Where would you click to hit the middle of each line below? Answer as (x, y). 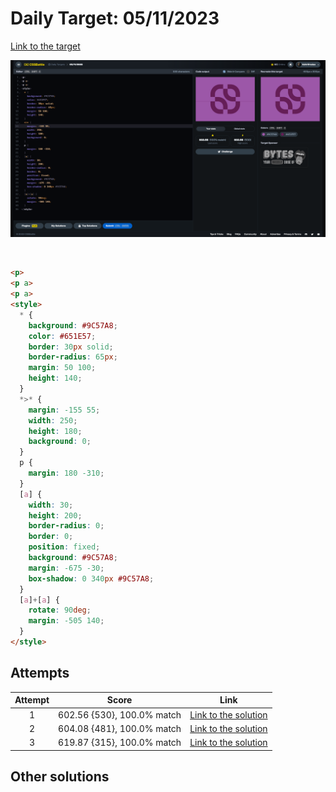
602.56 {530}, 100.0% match (120, 714)
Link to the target (45, 46)
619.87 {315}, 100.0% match (120, 742)
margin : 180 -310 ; (66, 473)
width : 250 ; (53, 420)
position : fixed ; (64, 547)
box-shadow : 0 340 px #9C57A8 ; (91, 578)
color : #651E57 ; (62, 336)
